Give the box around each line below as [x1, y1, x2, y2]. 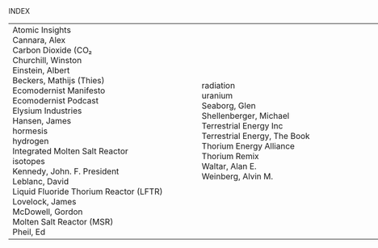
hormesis [12, 125, 48, 137]
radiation [201, 80, 236, 90]
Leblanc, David [12, 176, 69, 187]
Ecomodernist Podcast [12, 95, 99, 106]
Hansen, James [12, 116, 72, 126]
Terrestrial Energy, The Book [201, 131, 310, 141]
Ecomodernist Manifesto [12, 85, 106, 96]
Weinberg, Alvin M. [201, 171, 274, 182]
